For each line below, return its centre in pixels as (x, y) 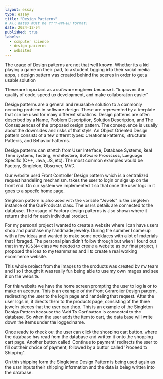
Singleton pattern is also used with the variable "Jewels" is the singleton (77, 200)
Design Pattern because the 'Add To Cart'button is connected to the (73, 312)
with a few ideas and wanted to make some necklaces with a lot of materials (81, 236)
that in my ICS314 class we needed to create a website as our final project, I (81, 246)
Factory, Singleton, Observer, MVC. (40, 166)
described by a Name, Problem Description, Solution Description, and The (79, 120)
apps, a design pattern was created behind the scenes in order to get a (76, 75)
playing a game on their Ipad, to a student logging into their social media (77, 69)
